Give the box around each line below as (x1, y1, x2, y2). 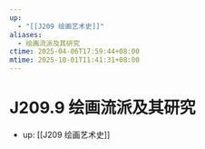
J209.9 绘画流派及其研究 (9, 97, 197, 118)
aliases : (9, 30, 43, 39)
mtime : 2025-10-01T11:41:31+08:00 (9, 55, 141, 65)
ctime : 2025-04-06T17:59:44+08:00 (9, 47, 141, 56)
